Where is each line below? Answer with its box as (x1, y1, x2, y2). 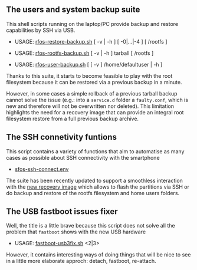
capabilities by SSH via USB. (6, 27, 75, 34)
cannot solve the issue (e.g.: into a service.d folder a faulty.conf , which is (6, 96, 189, 103)
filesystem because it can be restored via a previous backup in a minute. (6, 78, 182, 85)
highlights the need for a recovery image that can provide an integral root (6, 108, 184, 116)
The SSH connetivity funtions (6, 132, 117, 142)
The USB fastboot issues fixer (6, 206, 118, 217)
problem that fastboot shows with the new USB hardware (6, 228, 146, 235)
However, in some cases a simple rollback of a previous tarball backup (6, 90, 178, 97)
